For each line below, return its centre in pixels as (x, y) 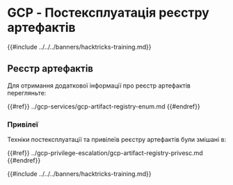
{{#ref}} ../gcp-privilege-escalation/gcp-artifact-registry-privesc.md (105, 153)
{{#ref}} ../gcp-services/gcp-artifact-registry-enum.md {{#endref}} (104, 106)
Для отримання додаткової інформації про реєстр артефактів (99, 86)
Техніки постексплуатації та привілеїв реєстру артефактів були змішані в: (117, 140)
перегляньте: (27, 92)
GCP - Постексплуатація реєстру (109, 13)
